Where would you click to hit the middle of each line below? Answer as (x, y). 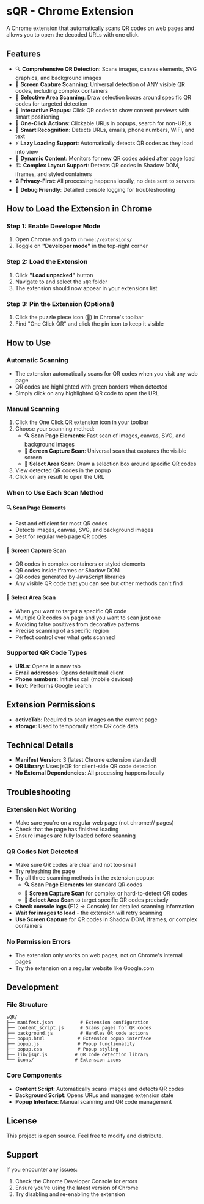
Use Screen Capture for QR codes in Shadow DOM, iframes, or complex (106, 919)
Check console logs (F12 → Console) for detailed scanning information (104, 907)
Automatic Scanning (37, 360)
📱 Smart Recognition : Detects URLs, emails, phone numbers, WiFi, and (105, 130)
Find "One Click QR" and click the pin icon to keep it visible (89, 324)
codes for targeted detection (51, 104)
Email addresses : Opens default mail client (69, 673)
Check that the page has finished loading (67, 830)
